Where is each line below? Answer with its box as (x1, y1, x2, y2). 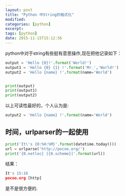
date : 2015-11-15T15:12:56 (5, 36, 62, 41)
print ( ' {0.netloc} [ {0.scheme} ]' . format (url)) (5, 151, 105, 156)
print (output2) (5, 93, 37, 98)
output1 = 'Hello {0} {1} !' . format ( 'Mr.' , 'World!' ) (5, 65, 119, 70)
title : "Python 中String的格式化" (5, 12, 74, 17)
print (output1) (5, 88, 37, 93)
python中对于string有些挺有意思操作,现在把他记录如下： (5, 50, 122, 56)
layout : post (5, 7, 33, 13)
